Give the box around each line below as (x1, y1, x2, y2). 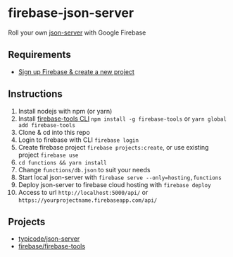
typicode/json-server (18, 234, 80, 243)
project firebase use (18, 150, 79, 159)
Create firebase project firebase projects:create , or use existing (18, 143, 209, 151)
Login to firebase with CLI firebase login (18, 136, 139, 144)
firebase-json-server (8, 5, 134, 21)
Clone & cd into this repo (18, 128, 90, 136)
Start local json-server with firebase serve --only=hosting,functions (18, 173, 222, 181)
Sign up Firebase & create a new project (18, 67, 134, 76)
